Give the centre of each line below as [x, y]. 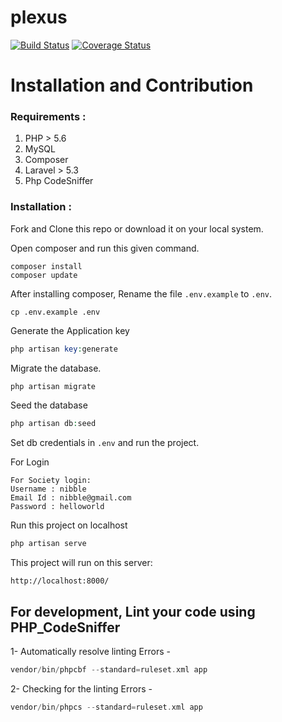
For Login [30, 462]
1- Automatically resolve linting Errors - [90, 652]
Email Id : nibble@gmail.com [71, 498]
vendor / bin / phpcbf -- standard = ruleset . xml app [109, 670]
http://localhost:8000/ [60, 581]
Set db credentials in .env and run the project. [105, 443]
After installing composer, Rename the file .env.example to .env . [141, 293]
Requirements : [48, 117]
